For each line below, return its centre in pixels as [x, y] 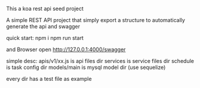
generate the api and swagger [43, 26]
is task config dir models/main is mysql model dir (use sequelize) [86, 67]
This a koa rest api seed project [45, 9]
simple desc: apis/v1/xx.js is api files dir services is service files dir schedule [100, 61]
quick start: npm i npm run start [45, 38]
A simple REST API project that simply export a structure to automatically [96, 20]
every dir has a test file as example [49, 79]
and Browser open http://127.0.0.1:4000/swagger [66, 49]
